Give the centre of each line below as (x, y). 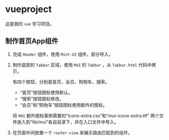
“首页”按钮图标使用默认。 (46, 92)
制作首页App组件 (32, 41)
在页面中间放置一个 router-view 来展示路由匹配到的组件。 (72, 132)
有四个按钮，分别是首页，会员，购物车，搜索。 (61, 82)
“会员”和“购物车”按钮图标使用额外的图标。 (64, 105)
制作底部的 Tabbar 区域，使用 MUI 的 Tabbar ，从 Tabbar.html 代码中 (82, 65)
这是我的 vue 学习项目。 (30, 24)
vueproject (28, 9)
